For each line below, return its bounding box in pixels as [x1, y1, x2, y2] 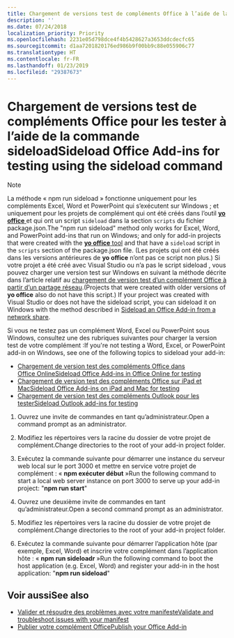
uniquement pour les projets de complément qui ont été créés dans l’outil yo [7, 209, 226, 218]
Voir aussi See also [7, 589, 89, 601]
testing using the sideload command [7, 158, 223, 174]
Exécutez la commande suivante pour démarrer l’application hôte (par [17, 540, 218, 548]
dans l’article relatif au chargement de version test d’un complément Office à [7, 276, 227, 284]
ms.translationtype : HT [7, 50, 77, 56]
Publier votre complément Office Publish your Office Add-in [17, 623, 187, 631]
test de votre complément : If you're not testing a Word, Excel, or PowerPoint [7, 341, 226, 349]
